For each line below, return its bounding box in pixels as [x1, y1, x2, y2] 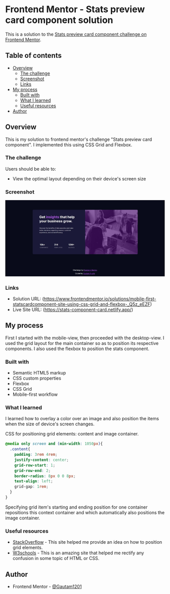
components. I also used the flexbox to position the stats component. [5, 346, 150, 352]
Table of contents [5, 51, 62, 60]
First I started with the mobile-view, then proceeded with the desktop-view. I [5, 334, 164, 341]
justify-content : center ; [14, 457, 69, 462]
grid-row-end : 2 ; [14, 468, 51, 473]
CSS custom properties [12, 375, 62, 381]
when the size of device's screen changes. [5, 421, 95, 427]
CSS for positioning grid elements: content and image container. [5, 431, 139, 437]
